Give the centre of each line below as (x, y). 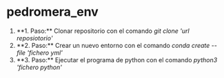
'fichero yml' (45, 53)
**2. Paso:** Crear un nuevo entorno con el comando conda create (113, 45)
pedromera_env (53, 12)
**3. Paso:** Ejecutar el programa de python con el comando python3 (117, 60)
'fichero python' (39, 67)
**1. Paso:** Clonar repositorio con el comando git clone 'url (103, 31)
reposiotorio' (34, 38)
